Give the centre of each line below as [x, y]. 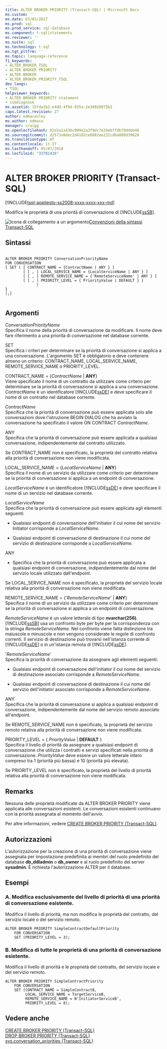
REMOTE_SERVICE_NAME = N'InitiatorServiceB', [73, 999]
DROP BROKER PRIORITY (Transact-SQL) [48, 1036]
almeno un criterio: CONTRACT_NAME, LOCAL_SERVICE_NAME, [71, 361]
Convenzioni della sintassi [116, 222]
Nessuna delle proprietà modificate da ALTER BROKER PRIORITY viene [78, 803]
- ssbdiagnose [20, 103]
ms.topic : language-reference [37, 56]
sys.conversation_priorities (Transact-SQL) [49, 1041]
